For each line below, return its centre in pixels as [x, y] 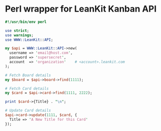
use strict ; [17, 31]
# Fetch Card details [27, 88]
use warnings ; [19, 35]
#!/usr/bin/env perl [26, 22]
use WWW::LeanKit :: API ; [29, 40]
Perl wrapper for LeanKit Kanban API [81, 9]
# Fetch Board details [28, 75]
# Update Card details [28, 111]
